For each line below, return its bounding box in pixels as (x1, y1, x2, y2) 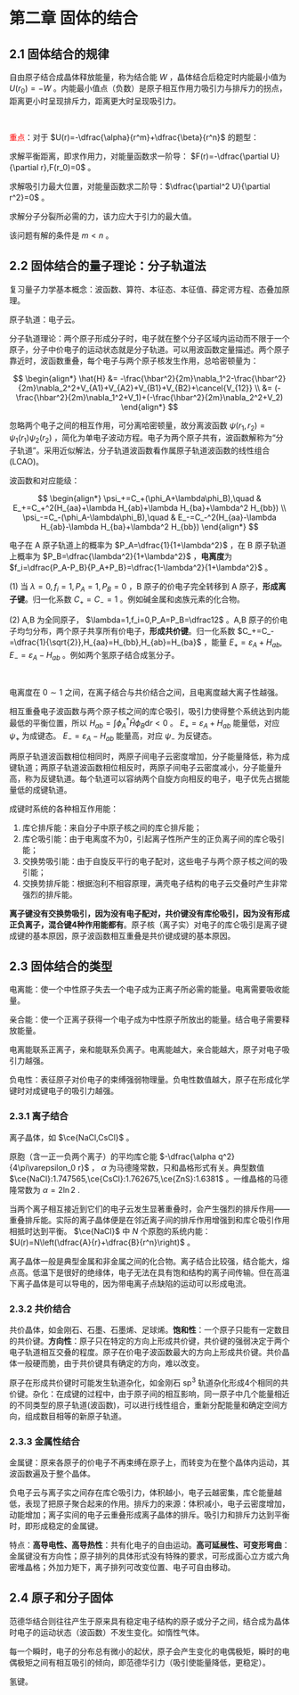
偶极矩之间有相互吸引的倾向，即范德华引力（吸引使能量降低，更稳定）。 (9, 1657, 271, 1667)
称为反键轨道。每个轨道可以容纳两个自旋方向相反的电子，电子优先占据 (24, 773, 282, 784)
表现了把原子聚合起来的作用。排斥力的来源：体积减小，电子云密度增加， (24, 1499, 290, 1509)
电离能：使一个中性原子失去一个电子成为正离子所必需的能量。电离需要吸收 (9, 984, 282, 995)
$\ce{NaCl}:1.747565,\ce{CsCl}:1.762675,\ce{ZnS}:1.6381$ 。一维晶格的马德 (9, 1173, 289, 1184)
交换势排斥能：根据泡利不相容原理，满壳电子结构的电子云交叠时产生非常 (21, 877, 287, 888)
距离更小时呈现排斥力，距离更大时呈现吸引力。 (9, 95, 181, 106)
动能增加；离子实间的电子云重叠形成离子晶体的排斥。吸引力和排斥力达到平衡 (9, 1510, 290, 1520)
